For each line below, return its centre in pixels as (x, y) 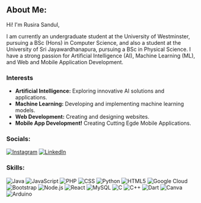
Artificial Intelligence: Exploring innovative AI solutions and (90, 91)
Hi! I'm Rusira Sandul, (33, 24)
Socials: (18, 139)
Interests (20, 78)
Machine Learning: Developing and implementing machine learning (100, 104)
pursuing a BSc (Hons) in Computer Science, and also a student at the (94, 42)
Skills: (16, 168)
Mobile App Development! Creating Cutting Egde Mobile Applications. (103, 123)
